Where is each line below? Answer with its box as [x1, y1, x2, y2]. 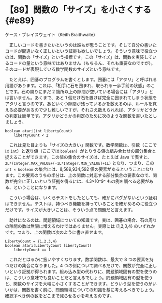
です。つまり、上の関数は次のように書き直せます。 [5, 229, 106, 235]
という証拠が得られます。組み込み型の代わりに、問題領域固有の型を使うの [9, 269, 157, 274]
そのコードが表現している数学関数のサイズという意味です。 [5, 66, 123, 72]
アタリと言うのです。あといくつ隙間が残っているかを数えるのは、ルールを [5, 100, 153, 107]
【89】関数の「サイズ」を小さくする [5, 4, 151, 16]
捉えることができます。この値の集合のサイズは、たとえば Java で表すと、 [5, 154, 152, 160]
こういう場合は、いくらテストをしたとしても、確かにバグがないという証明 [9, 194, 157, 200]
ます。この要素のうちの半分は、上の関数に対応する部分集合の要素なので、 [5, 172, 153, 178]
